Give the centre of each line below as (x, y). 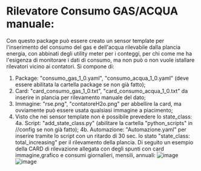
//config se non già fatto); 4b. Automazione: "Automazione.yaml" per (100, 129)
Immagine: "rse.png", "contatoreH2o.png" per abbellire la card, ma (98, 103)
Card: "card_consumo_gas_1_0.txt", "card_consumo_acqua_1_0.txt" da (101, 91)
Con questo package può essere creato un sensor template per (85, 40)
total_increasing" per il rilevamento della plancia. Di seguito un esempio (104, 142)
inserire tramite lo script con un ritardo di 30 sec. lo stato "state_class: (102, 136)
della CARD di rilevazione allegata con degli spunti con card (90, 149)
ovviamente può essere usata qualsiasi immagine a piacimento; (94, 110)
